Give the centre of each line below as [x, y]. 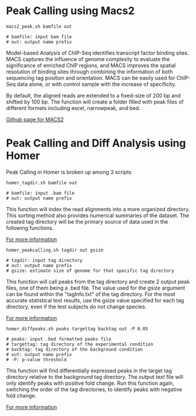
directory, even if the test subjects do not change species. [76, 307]
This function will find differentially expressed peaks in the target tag [89, 370]
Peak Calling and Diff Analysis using [96, 143]
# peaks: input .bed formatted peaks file [59, 339]
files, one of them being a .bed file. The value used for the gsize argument [96, 288]
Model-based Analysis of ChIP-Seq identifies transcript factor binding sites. [97, 53]
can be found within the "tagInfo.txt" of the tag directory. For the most [91, 294]
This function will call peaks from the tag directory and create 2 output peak [98, 281]
